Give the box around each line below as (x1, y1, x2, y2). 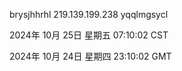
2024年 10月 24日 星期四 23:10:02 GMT (9, 50, 172, 62)
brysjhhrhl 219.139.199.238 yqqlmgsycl (9, 9, 169, 20)
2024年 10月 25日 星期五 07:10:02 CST (9, 29, 169, 41)
